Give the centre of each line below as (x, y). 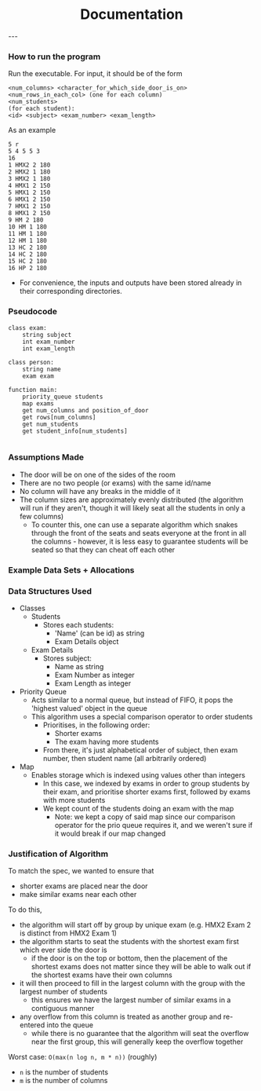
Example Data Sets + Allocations (71, 569)
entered (32, 1025)
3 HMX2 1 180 (29, 179)
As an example (32, 130)
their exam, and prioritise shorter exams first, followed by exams (147, 792)
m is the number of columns (63, 1081)
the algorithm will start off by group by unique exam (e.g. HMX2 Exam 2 (135, 925)
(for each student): (42, 109)
